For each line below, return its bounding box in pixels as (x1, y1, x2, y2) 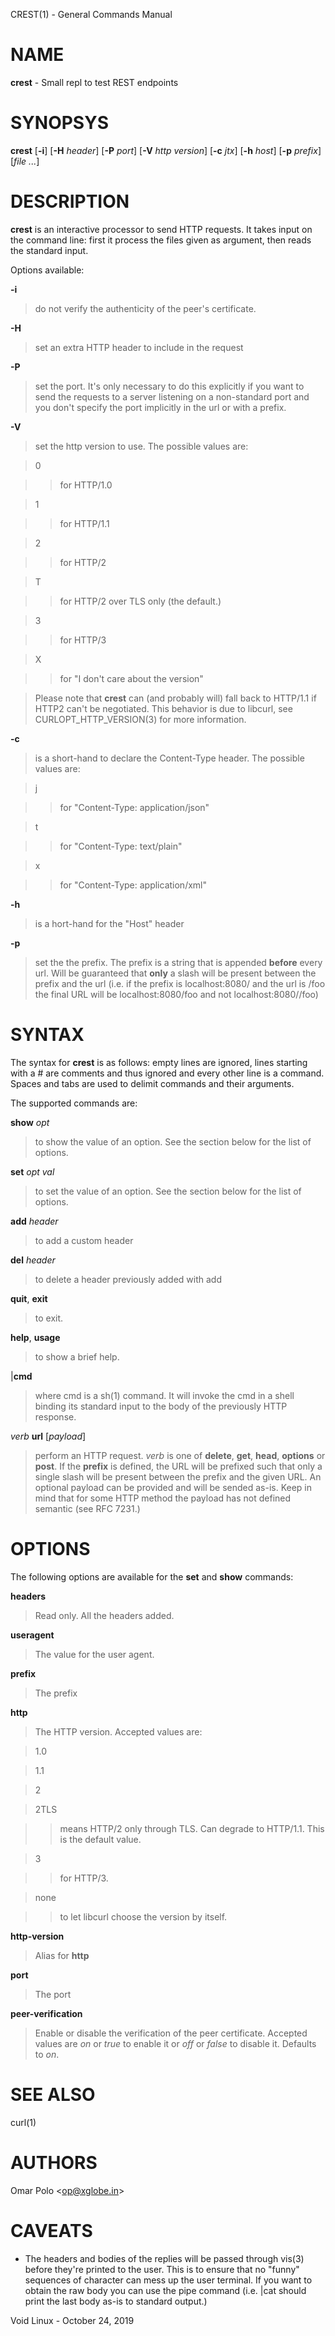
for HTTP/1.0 (59, 479, 113, 491)
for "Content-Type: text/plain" (59, 840, 183, 852)
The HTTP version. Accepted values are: (34, 1725, 203, 1738)
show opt (10, 1116, 50, 1128)
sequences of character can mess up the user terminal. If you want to (24, 2274, 313, 2286)
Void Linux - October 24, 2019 (10, 2314, 135, 2326)
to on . (34, 2048, 60, 2060)
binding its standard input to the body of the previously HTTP (34, 1400, 288, 1412)
